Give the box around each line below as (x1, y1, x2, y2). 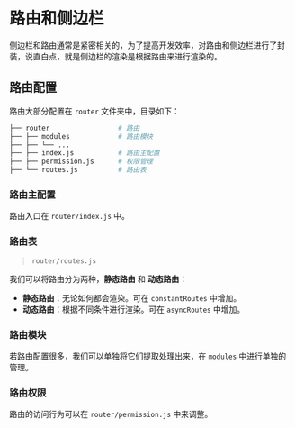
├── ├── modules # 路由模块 (9, 132, 154, 141)
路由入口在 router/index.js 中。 (9, 211, 130, 222)
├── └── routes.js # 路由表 (9, 166, 147, 175)
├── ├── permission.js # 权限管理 (9, 157, 154, 167)
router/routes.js (31, 256, 97, 266)
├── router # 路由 (9, 123, 140, 132)
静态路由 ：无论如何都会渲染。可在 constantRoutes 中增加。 (22, 292, 241, 303)
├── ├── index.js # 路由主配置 (9, 149, 160, 158)
